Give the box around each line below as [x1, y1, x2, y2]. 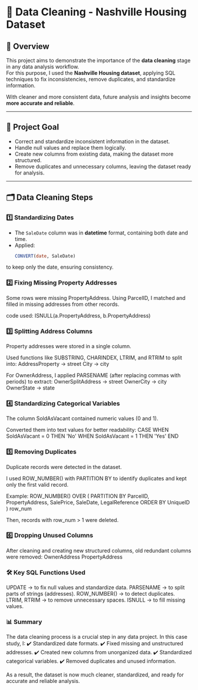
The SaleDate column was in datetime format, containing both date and [14, 229, 189, 236]
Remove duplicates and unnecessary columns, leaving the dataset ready [14, 163, 192, 170]
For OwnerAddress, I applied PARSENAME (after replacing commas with [6, 371, 181, 379]
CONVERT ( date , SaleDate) [14, 253, 76, 259]
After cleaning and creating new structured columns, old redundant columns [6, 547, 192, 554]
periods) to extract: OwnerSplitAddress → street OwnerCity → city [6, 378, 167, 385]
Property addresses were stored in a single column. [6, 342, 131, 349]
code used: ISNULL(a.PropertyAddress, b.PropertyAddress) [6, 312, 151, 319]
